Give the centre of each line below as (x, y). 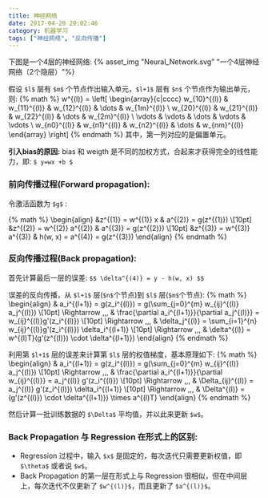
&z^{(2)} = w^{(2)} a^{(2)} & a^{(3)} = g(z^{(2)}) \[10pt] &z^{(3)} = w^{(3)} (129, 228)
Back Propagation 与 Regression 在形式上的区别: (103, 436)
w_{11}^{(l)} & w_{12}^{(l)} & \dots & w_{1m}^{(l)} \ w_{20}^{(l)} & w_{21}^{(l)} (133, 108)
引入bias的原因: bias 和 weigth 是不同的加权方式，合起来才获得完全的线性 (130, 152)
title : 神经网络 (33, 16)
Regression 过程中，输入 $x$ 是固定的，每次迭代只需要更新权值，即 (131, 456)
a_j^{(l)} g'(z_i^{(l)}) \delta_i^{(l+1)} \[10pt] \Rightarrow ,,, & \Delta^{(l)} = (127, 389)
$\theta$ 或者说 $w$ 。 (56, 466)
